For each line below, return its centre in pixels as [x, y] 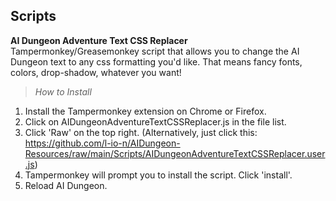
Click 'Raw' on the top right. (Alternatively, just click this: [141, 132]
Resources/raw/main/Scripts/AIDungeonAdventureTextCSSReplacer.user [175, 153]
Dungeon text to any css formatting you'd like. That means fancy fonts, [156, 61]
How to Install [63, 91]
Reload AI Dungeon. [66, 185]
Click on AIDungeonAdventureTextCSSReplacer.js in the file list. [155, 121]
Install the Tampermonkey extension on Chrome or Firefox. [145, 111]
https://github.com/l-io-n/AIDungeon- [102, 143]
